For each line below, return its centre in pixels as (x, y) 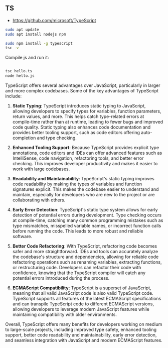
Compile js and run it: (27, 58)
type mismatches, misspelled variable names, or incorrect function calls (87, 226)
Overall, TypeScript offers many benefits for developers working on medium (84, 324)
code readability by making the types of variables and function (77, 184)
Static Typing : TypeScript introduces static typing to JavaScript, (79, 106)
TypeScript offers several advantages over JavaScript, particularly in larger (83, 85)
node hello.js (20, 76)
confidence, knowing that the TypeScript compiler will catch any (79, 273)
